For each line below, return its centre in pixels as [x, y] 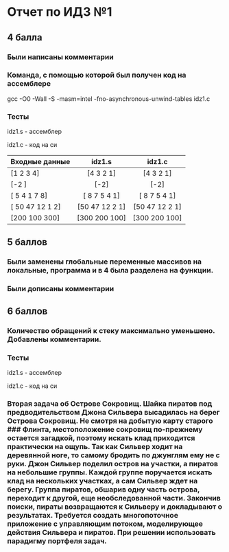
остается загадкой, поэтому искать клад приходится [101, 438]
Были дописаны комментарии [61, 289]
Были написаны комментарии [61, 57]
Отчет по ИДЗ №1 [60, 12]
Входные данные [40, 162]
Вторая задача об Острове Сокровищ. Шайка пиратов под [110, 404]
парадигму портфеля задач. [57, 541]
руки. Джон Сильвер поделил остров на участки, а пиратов [112, 463]
